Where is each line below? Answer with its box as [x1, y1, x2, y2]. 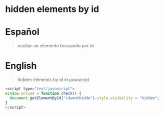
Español [5, 26, 40, 38]
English [5, 60, 37, 72]
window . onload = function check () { [5, 91, 81, 96]
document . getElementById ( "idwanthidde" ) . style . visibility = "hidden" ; [9, 96, 160, 101]
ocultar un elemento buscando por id [17, 43, 94, 49]
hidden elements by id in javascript [17, 77, 89, 83]
